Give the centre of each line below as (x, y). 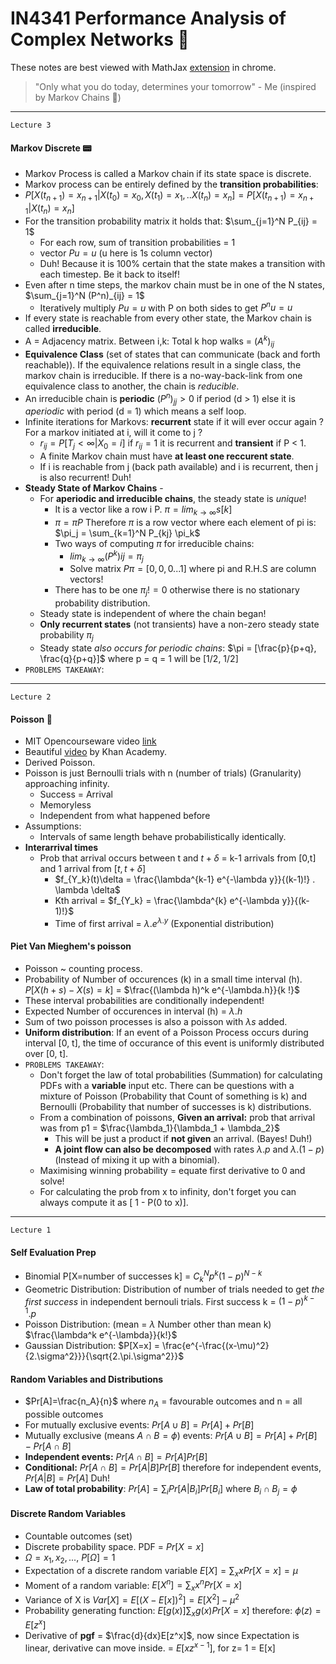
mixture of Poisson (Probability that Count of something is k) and (173, 1096)
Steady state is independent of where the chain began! (153, 614)
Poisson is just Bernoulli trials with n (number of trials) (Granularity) (163, 773)
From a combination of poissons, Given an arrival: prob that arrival (177, 1117)
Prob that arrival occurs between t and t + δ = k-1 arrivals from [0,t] (178, 858)
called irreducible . (63, 329)
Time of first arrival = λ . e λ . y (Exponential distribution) (164, 922)
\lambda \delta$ (87, 890)
